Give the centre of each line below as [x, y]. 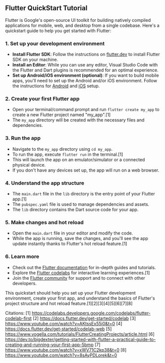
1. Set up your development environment [55, 43]
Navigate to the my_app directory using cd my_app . [62, 149]
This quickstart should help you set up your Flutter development [71, 293]
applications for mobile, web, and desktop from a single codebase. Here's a [82, 25]
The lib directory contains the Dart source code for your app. [75, 210]
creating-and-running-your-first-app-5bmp [49, 345]
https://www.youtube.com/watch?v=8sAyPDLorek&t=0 [61, 355]
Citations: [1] [18, 313]
